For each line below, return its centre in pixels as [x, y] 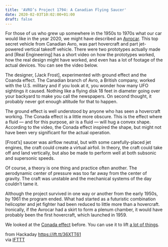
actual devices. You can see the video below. [52, 65]
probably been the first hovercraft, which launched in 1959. [66, 215]
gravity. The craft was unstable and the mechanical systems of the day [78, 179]
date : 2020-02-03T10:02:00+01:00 [40, 15]
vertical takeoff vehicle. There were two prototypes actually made [92, 49]
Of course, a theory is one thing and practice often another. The [71, 168]
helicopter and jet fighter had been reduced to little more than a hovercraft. [82, 204]
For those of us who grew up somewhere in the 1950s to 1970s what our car [83, 34]
